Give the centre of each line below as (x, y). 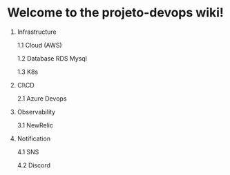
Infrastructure (37, 32)
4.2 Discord (33, 165)
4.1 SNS (28, 152)
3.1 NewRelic (35, 125)
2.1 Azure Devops (42, 99)
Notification (33, 138)
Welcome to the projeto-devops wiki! (116, 13)
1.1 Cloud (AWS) (39, 45)
